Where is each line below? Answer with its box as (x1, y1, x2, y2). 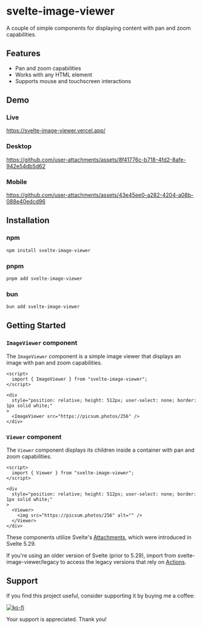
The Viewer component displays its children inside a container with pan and (6, 446, 195, 454)
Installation (6, 216, 50, 226)
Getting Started (6, 321, 66, 331)
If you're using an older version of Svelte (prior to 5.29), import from (6, 551, 177, 559)
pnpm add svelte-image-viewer (6, 275, 83, 282)
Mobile (6, 177, 27, 186)
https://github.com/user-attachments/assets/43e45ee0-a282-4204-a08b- (6, 191, 194, 199)
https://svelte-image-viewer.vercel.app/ (6, 127, 106, 134)
